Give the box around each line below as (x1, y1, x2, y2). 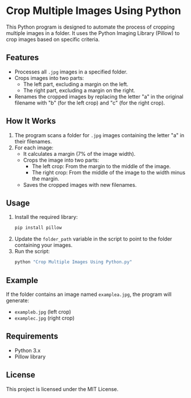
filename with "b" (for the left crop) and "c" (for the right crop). (14, 99, 165, 106)
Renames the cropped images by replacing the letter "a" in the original (14, 93, 183, 100)
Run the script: (14, 248, 50, 255)
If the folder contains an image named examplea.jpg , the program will (6, 291, 172, 298)
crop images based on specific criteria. (6, 36, 100, 43)
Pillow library (14, 353, 46, 360)
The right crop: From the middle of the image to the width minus (31, 169, 186, 176)
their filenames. (14, 138, 52, 145)
